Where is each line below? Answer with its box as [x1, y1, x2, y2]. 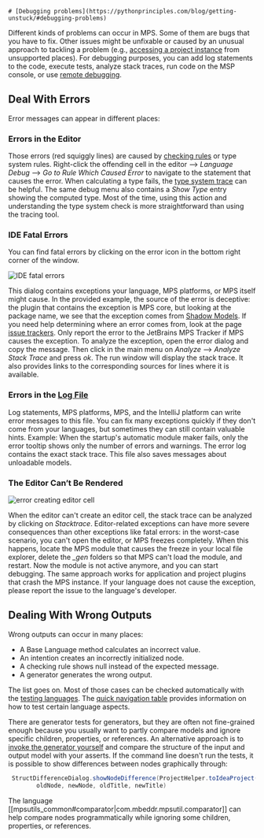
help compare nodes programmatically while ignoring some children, [8, 812, 231, 822]
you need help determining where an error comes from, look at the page [8, 320, 242, 329]
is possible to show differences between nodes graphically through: [8, 758, 228, 768]
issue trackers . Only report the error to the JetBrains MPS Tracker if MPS [8, 328, 244, 338]
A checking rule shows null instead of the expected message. [19, 662, 219, 671]
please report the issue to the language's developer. [8, 586, 177, 595]
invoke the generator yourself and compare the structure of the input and [8, 742, 245, 751]
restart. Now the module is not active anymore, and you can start [8, 561, 218, 570]
